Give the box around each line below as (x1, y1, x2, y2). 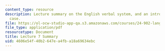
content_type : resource (5, 7, 54, 12)
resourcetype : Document (5, 30, 54, 34)
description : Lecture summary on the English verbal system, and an (5, 12, 148, 17)
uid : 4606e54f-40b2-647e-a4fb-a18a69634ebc (5, 39, 96, 44)
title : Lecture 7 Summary (5, 34, 58, 39)
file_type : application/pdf (5, 25, 63, 30)
